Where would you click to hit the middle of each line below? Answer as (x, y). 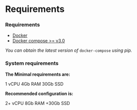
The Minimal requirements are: (38, 74)
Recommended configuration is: (39, 94)
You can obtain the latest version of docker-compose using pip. (69, 50)
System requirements (32, 63)
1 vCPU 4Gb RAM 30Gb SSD (34, 84)
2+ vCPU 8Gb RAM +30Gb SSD (38, 103)
